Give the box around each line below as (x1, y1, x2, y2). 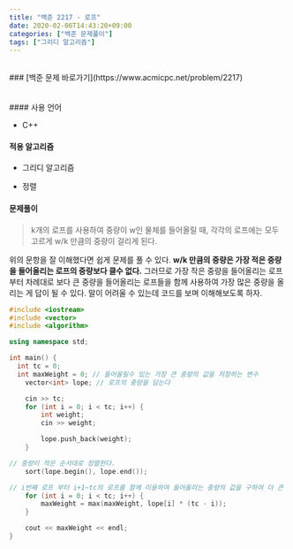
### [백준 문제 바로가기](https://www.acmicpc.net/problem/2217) (9, 72, 244, 83)
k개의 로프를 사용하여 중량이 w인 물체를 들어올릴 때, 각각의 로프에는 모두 (30, 225, 280, 235)
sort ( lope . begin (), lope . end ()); (25, 467, 148, 476)
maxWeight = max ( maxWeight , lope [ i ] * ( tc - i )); (41, 499, 227, 508)
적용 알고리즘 (9, 141, 55, 151)
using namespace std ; (9, 338, 89, 347)
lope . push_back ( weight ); (41, 435, 132, 444)
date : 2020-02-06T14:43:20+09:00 (9, 21, 132, 30)
